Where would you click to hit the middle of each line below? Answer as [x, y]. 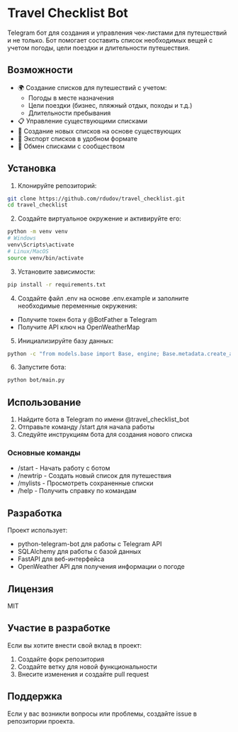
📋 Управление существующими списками [82, 121]
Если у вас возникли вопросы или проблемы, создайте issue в [102, 714]
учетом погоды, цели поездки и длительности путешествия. [98, 48]
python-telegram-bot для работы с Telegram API [90, 544]
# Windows [22, 238]
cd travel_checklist [38, 205]
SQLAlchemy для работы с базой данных [79, 552]
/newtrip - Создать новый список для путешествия [94, 476]
